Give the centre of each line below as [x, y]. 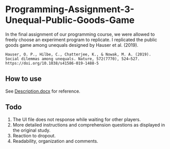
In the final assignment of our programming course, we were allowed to [80, 34]
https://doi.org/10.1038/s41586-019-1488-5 [52, 63]
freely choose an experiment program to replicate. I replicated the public [81, 40]
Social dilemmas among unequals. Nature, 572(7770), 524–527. [73, 59]
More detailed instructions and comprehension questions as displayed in [89, 125]
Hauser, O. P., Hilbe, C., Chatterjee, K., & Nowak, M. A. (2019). [78, 54]
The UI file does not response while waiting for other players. [77, 119]
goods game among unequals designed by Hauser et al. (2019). [72, 45]
